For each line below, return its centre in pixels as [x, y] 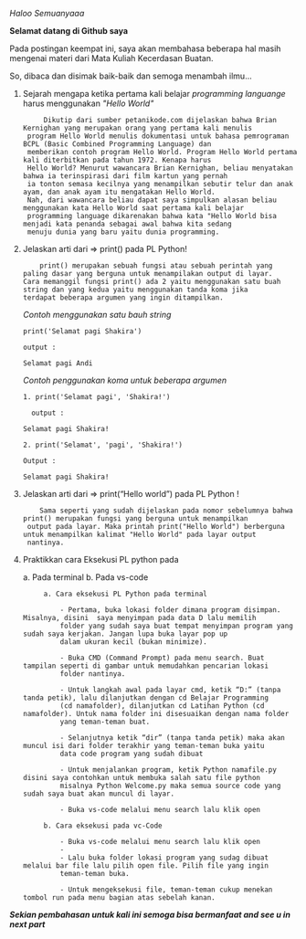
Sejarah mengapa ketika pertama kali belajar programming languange [154, 94]
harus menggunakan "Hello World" [88, 103]
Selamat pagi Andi [58, 364]
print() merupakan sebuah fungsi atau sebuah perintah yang [156, 266]
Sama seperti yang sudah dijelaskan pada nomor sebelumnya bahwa [167, 511]
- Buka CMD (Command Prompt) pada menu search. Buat [162, 658]
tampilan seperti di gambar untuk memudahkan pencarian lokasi [146, 666]
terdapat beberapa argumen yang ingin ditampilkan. [123, 298]
